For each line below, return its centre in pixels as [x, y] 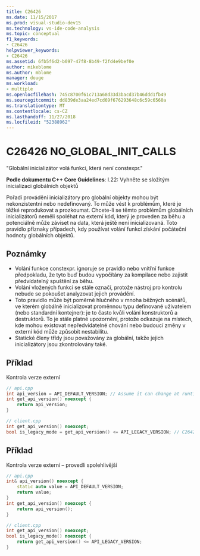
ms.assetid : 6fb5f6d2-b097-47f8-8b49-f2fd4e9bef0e [70, 61]
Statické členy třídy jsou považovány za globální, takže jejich [89, 338]
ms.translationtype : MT [36, 106]
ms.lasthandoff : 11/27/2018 [41, 117]
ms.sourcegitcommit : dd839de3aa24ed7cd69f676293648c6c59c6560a [86, 100]
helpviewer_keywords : [33, 51]
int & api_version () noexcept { [45, 481]
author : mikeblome [29, 67]
